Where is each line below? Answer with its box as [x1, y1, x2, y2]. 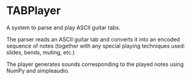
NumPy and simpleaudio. [6, 67, 70, 74]
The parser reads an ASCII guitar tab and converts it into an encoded [6, 35, 181, 43]
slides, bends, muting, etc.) [6, 48, 75, 56]
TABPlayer [6, 4, 61, 18]
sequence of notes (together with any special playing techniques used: [6, 42, 185, 49]
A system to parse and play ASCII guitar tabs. [6, 24, 121, 31]
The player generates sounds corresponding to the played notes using [6, 60, 184, 68]
